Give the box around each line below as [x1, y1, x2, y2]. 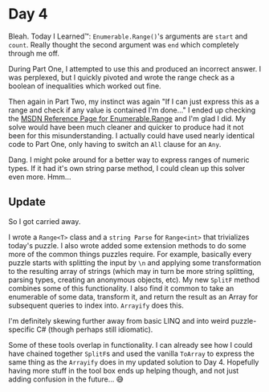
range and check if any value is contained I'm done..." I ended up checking [8, 105, 256, 115]
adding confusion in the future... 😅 [8, 374, 124, 384]
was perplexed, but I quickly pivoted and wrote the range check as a [8, 72, 235, 82]
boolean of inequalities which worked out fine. [8, 81, 162, 91]
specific [8, 325, 35, 334]
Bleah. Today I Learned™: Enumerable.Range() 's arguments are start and [8, 31, 248, 41]
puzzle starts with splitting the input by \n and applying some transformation [8, 258, 262, 267]
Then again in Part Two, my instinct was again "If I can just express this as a [8, 96, 259, 106]
